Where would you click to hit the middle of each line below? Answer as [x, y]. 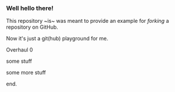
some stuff [19, 61]
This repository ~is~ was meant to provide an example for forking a [87, 21]
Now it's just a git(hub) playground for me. [57, 39]
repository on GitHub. [32, 27]
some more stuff [26, 73]
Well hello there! [30, 8]
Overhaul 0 [20, 50]
